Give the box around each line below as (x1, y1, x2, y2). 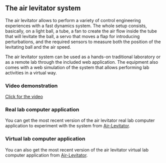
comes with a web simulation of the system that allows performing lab (5, 64, 149, 70)
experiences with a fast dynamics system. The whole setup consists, (5, 23, 147, 29)
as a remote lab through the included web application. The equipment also (5, 59, 158, 65)
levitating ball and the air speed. (5, 44, 71, 50)
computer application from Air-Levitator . (5, 152, 88, 158)
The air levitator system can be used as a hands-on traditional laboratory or (5, 54, 161, 60)
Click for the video (5, 94, 43, 100)
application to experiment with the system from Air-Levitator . (5, 123, 130, 129)
